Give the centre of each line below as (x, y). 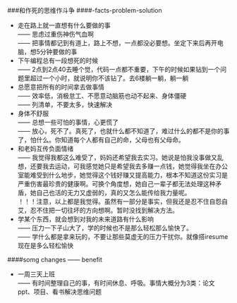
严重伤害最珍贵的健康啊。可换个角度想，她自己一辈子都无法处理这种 (116, 184)
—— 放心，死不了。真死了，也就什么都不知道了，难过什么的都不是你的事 (123, 131)
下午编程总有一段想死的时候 (58, 61)
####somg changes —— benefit (55, 260)
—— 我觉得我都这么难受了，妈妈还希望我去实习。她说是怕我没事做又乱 (120, 157)
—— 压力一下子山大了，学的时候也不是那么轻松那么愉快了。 (105, 228)
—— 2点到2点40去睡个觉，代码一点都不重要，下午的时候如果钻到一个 (119, 69)
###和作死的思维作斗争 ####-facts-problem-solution (85, 10)
